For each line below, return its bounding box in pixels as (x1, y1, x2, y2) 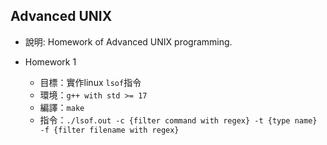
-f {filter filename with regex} (39, 125, 180, 135)
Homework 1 (24, 55, 77, 68)
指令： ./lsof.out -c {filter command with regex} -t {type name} (39, 114, 318, 126)
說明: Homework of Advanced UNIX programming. (24, 35, 233, 48)
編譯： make (39, 101, 85, 113)
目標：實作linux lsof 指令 (39, 76, 142, 88)
